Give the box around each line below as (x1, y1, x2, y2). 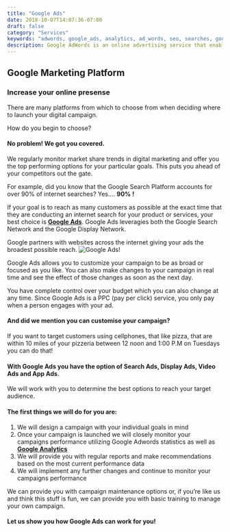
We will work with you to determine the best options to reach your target (7, 385, 212, 393)
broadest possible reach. (7, 245, 77, 253)
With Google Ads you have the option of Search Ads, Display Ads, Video (7, 362, 216, 370)
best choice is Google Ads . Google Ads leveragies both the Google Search (7, 217, 218, 226)
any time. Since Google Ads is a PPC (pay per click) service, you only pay (7, 294, 214, 302)
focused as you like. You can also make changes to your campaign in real (7, 266, 214, 274)
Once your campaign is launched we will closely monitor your (16, 430, 191, 438)
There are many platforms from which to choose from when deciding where (7, 103, 221, 112)
